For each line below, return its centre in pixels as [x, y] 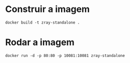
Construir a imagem [47, 9]
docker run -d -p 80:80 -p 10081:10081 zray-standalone [65, 55]
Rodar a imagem [40, 42]
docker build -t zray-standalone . [43, 22]
